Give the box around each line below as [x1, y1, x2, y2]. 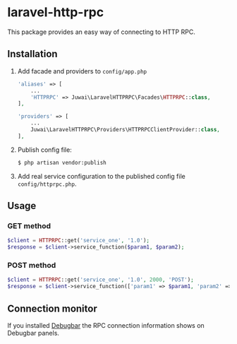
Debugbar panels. [7, 328, 60, 337]
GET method [7, 220, 51, 230]
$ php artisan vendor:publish [17, 159, 107, 166]
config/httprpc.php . [17, 179, 77, 188]
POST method [7, 260, 56, 270]
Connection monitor [7, 302, 97, 314]
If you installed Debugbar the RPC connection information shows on [7, 321, 205, 329]
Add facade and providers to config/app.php [17, 66, 147, 75]
